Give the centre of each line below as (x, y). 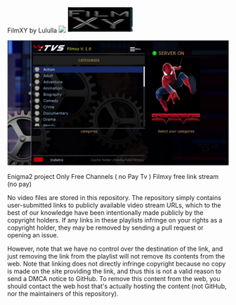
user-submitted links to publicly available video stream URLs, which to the (114, 205)
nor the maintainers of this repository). (63, 293)
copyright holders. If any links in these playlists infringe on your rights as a (115, 220)
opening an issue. (33, 235)
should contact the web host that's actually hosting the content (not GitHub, (117, 286)
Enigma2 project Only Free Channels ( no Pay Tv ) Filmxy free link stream (113, 176)
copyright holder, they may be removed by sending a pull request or (105, 228)
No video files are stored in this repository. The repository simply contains (114, 197)
